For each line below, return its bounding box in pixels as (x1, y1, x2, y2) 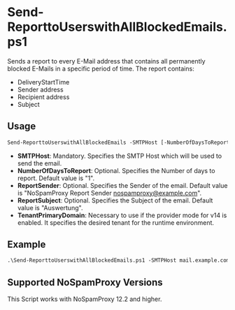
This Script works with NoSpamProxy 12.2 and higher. (7, 295, 162, 304)
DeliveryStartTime (17, 77, 70, 86)
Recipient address (17, 92, 70, 101)
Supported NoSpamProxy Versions (7, 276, 163, 288)
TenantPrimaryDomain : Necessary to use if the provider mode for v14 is (17, 211, 227, 219)
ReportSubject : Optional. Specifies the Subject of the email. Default (17, 196, 213, 205)
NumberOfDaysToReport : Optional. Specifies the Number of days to (17, 166, 215, 175)
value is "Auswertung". (17, 203, 83, 212)
